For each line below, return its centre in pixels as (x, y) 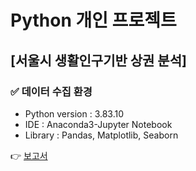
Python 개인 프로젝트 (93, 20)
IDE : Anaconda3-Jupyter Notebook (98, 124)
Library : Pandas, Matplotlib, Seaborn (101, 135)
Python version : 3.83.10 (74, 113)
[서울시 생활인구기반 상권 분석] (98, 60)
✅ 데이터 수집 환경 (51, 91)
